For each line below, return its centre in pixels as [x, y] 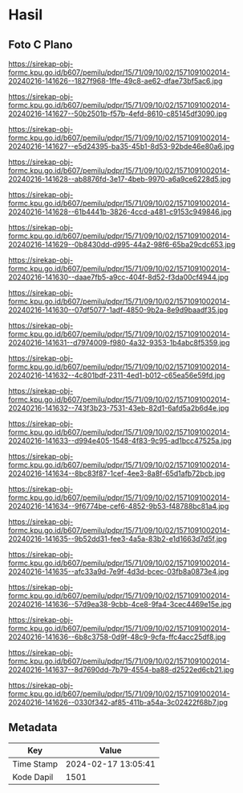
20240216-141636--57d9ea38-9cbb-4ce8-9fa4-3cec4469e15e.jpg [120, 604]
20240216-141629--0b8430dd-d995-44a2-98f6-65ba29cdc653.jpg [122, 244]
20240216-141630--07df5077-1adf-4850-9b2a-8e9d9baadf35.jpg [118, 310]
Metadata [33, 727]
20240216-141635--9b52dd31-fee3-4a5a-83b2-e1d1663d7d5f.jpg [117, 539]
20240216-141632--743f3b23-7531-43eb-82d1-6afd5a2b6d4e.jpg [119, 408]
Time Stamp [35, 764]
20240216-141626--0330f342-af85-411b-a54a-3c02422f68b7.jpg [118, 702]
